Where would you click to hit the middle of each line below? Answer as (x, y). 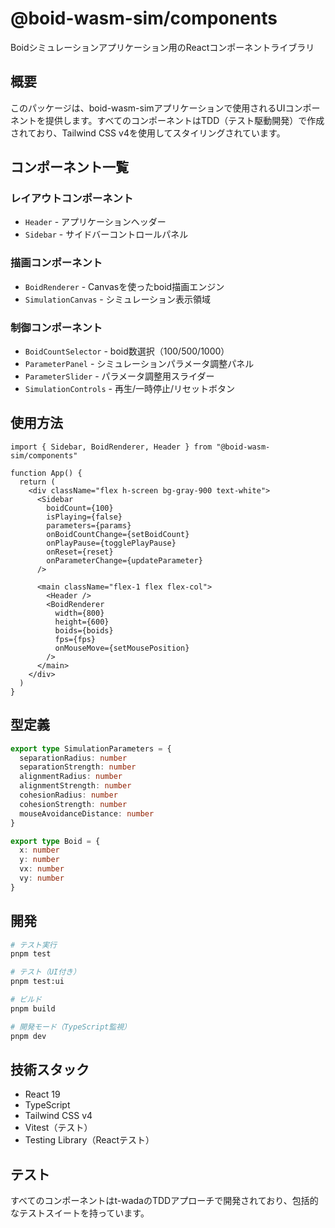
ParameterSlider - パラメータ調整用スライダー (119, 376)
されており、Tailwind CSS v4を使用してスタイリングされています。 (148, 133)
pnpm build (33, 1008)
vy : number (42, 878)
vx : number (42, 869)
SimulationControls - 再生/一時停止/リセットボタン (130, 389)
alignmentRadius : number (71, 777)
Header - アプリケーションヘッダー (95, 222)
